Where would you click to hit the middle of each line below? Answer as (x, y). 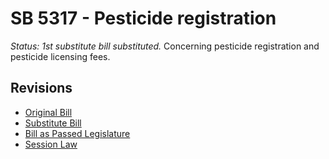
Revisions (41, 88)
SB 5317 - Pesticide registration (143, 18)
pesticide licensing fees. (60, 56)
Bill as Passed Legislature (77, 133)
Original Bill (48, 112)
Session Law (51, 144)
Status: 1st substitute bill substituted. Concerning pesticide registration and (165, 46)
